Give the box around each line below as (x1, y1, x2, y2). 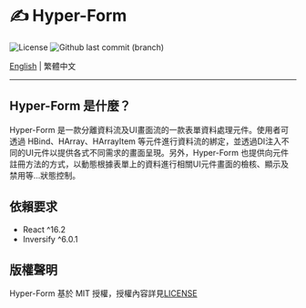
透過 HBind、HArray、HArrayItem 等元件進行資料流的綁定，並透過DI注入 (9, 136, 282, 147)
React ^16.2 (22, 223, 66, 235)
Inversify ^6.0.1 (22, 233, 78, 244)
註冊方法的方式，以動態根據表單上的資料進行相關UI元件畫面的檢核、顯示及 (9, 159, 290, 169)
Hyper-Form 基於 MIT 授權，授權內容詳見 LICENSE (9, 288, 198, 299)
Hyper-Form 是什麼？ (9, 98, 132, 114)
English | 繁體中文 (9, 60, 76, 71)
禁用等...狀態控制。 (9, 169, 81, 180)
